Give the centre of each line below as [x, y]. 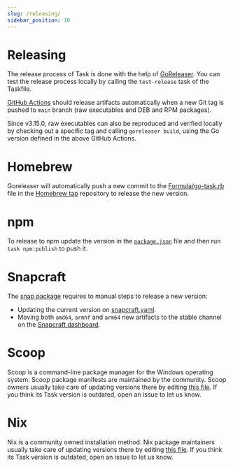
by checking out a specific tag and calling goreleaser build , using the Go [113, 131]
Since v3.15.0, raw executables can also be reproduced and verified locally [115, 124]
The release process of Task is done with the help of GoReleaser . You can [114, 74]
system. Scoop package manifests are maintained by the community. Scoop [117, 380]
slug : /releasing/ [34, 14]
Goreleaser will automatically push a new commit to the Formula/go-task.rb [116, 186]
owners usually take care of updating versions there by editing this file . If [112, 387]
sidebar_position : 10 [39, 20]
